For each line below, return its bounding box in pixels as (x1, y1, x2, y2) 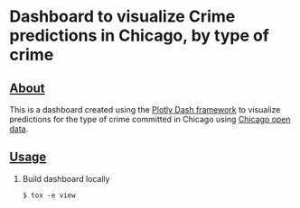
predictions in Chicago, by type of (9, 25, 269, 46)
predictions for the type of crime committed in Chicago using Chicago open (9, 114, 291, 124)
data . (9, 123, 29, 134)
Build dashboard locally (22, 173, 110, 184)
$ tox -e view (22, 191, 76, 200)
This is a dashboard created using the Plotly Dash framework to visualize (9, 104, 281, 114)
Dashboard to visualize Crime (9, 6, 236, 27)
